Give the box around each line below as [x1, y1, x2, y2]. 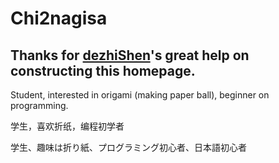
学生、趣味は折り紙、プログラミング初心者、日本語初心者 [10, 142, 247, 153]
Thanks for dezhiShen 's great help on [10, 47, 250, 64]
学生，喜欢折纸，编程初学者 [10, 120, 125, 132]
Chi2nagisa [10, 7, 108, 30]
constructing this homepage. [10, 62, 196, 79]
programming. [10, 100, 69, 111]
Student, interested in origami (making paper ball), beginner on [10, 89, 270, 101]
